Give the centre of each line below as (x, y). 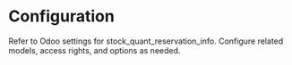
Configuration (62, 16)
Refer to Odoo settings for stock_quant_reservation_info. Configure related (146, 41)
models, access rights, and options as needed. (94, 50)
